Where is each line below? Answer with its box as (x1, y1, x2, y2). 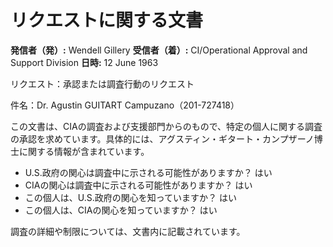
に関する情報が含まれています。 (18, 145, 150, 157)
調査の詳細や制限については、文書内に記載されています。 (10, 225, 246, 237)
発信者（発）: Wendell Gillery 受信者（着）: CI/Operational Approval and (10, 44, 308, 56)
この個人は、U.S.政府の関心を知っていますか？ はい (24, 191, 238, 203)
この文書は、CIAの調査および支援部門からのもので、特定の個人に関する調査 (10, 120, 323, 132)
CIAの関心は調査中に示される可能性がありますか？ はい (24, 179, 253, 191)
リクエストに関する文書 (10, 9, 204, 32)
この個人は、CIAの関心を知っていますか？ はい (24, 204, 218, 216)
